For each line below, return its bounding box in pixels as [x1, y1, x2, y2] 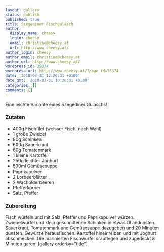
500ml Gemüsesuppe [12, 163, 58, 169]
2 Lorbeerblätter [12, 174, 47, 180]
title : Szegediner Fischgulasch [5, 21, 73, 27]
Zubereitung [5, 202, 37, 209]
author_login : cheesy [5, 50, 51, 55]
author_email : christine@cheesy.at [5, 54, 80, 60]
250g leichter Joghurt [12, 157, 58, 163]
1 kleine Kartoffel [12, 152, 48, 158]
